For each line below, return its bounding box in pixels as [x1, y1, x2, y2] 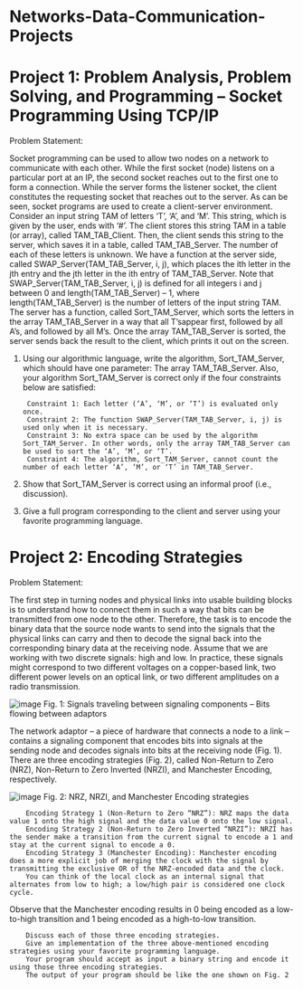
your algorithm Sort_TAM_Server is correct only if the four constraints [22, 373, 282, 384]
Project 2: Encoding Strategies [9, 547, 243, 567]
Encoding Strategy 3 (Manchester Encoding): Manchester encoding [25, 849, 278, 858]
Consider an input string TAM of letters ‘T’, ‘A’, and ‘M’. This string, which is [9, 211, 287, 222]
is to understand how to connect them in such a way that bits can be [9, 604, 265, 615]
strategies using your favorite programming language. [9, 947, 221, 956]
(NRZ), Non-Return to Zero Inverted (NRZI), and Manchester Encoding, [9, 765, 273, 775]
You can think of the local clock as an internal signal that [25, 872, 265, 881]
